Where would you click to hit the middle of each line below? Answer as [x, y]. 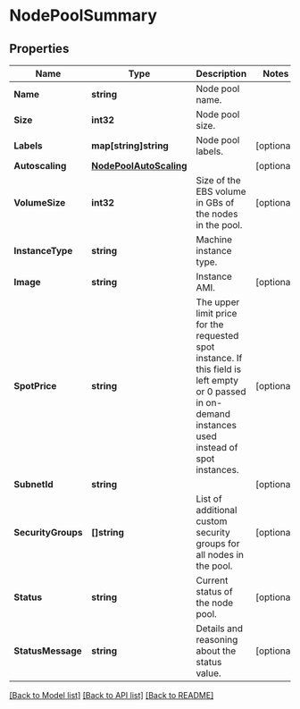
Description [221, 74]
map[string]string [130, 146]
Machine [214, 240]
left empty [217, 380]
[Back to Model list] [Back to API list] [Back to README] [112, 695]
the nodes [217, 214]
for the [210, 325]
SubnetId [33, 484]
